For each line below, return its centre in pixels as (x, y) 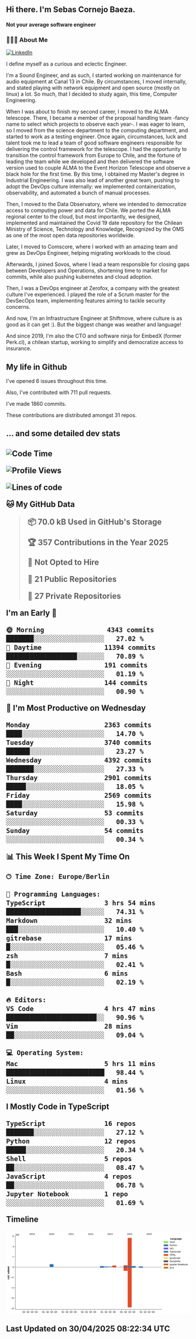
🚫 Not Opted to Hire (63, 562)
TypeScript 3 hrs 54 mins (81, 903)
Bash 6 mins (67, 973)
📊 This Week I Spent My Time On (68, 857)
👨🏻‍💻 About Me (27, 39)
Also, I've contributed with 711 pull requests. (59, 392)
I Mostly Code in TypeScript (58, 1106)
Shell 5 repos (69, 1158)
